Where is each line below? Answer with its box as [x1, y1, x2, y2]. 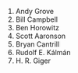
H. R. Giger [15, 56, 51, 65]
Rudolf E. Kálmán [15, 48, 72, 57]
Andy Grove [15, 7, 55, 16]
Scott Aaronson [15, 31, 66, 40]
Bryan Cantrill [15, 40, 60, 49]
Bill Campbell [15, 15, 58, 24]
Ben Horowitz [15, 23, 60, 32]
